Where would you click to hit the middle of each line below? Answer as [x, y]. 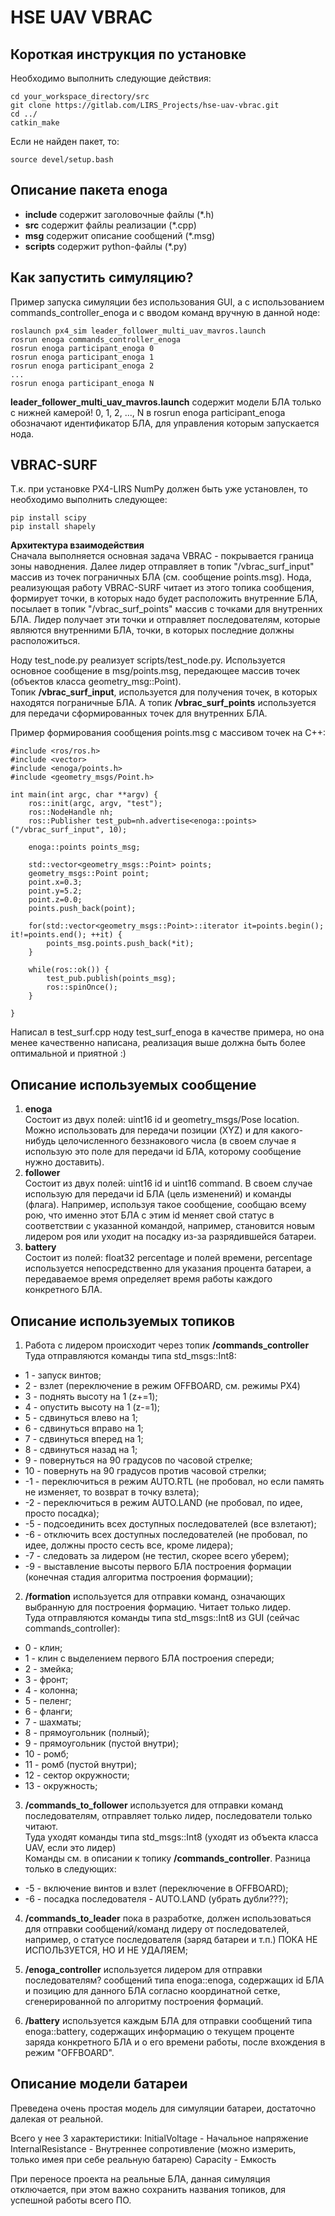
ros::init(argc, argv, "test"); [95, 804]
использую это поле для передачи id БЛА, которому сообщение [163, 1152]
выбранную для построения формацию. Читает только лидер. [158, 1607]
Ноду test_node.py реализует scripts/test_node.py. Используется [148, 660]
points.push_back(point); [82, 909]
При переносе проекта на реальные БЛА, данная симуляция [140, 2178]
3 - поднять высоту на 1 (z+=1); [91, 1397]
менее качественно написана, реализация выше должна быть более [158, 1043]
